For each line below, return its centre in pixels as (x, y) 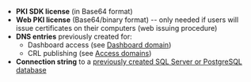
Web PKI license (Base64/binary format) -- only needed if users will (127, 20)
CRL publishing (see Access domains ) (89, 53)
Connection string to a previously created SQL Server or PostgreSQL (129, 61)
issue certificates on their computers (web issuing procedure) (116, 28)
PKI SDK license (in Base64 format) (74, 11)
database (31, 70)
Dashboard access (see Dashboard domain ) (99, 45)
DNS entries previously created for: (74, 36)
